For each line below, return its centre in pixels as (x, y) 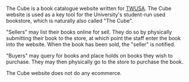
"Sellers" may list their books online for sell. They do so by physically (89, 32)
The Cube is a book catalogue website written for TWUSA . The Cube (89, 8)
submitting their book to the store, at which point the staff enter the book (93, 38)
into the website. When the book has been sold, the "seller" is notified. (91, 44)
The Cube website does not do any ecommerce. (64, 73)
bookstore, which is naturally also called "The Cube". (70, 21)
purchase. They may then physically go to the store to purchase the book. (95, 62)
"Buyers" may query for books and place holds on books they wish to (90, 56)
